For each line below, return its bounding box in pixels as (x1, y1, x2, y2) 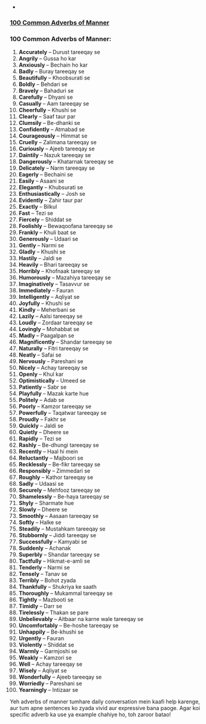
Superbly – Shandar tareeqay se (18, 551, 100, 558)
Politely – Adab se (18, 397, 65, 404)
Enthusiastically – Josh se (18, 190, 86, 198)
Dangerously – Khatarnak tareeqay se (18, 158, 114, 166)
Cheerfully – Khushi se (18, 107, 77, 114)
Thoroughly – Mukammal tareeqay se (18, 589, 113, 597)
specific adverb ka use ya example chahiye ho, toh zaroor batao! (10, 711, 172, 719)
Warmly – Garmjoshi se (18, 648, 77, 655)
